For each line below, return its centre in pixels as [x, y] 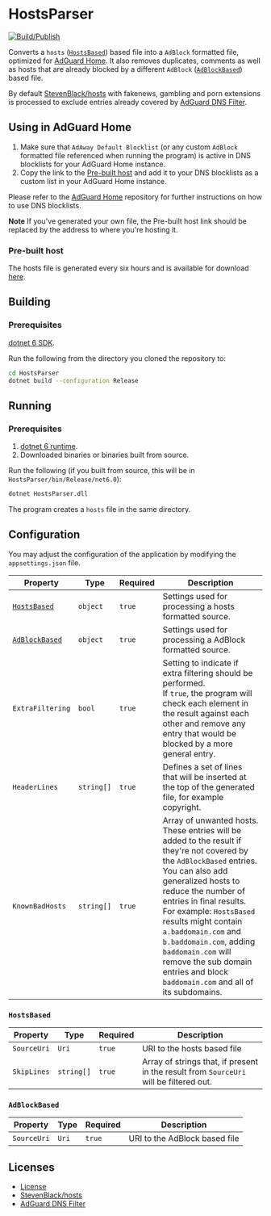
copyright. [182, 807]
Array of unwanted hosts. [211, 820]
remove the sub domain [207, 962]
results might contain [202, 921]
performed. [184, 683]
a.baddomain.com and [202, 931]
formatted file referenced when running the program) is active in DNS [135, 155]
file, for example [193, 797]
